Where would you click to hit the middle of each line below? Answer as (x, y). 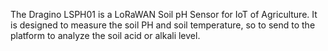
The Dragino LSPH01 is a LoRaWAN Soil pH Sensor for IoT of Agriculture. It (164, 14)
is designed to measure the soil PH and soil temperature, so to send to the (163, 25)
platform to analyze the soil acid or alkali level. (105, 35)
